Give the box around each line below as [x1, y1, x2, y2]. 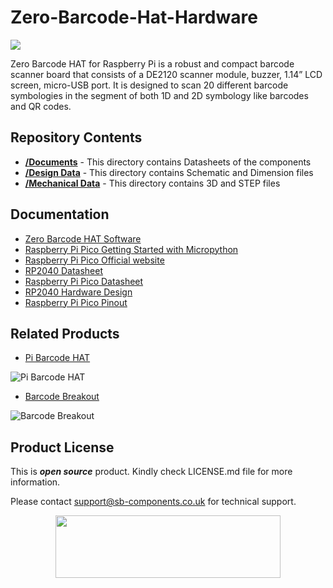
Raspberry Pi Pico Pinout [24, 296, 128, 308]
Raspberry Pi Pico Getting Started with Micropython [24, 243, 239, 255]
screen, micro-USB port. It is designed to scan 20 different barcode [10, 79, 289, 91]
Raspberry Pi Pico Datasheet [24, 275, 144, 287]
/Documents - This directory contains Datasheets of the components [24, 156, 312, 168]
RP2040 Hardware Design [24, 286, 133, 298]
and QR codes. [10, 100, 72, 112]
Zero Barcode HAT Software [24, 232, 142, 245]
